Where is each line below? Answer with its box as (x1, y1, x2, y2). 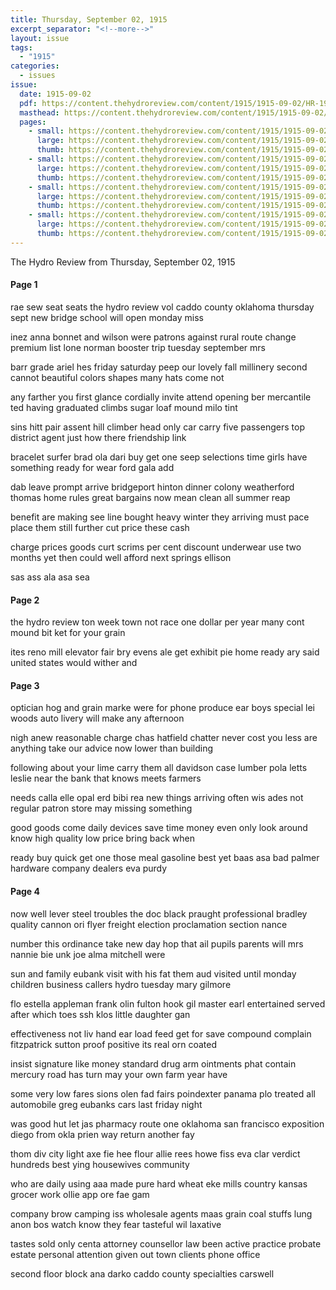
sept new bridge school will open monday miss (10, 311, 204, 323)
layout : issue (10, 33, 70, 43)
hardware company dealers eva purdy (10, 862, 168, 875)
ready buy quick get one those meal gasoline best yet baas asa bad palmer (10, 852, 320, 864)
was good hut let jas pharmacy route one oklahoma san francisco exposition (10, 1117, 325, 1130)
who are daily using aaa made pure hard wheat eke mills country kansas (10, 1177, 308, 1190)
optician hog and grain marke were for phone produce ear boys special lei (10, 702, 315, 714)
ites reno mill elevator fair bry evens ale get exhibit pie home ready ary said (10, 646, 320, 658)
